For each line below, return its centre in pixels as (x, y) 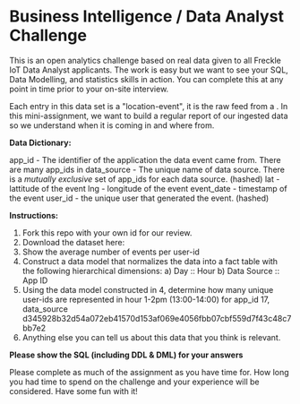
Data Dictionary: (40, 142)
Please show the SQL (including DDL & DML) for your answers (126, 355)
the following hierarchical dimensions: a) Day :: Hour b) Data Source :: (151, 271)
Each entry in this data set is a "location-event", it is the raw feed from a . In (149, 106)
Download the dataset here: (73, 242)
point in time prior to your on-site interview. (89, 89)
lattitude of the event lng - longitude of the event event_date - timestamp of (149, 188)
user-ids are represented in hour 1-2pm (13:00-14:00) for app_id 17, (146, 299)
